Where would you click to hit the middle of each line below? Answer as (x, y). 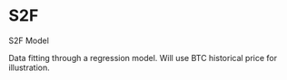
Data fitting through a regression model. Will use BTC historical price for (143, 58)
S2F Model (29, 40)
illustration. (30, 67)
